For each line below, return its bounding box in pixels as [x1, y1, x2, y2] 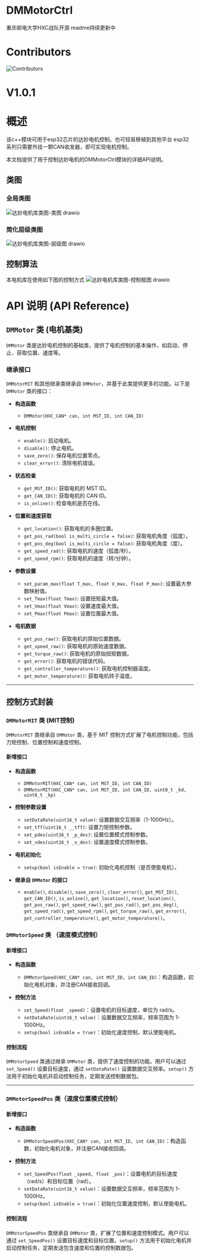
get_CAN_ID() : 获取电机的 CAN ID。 [23, 492, 110, 499]
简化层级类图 [6, 225, 43, 234]
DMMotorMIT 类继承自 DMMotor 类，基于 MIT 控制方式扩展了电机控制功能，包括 [6, 731, 193, 738]
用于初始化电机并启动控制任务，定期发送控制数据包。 [11, 1073, 142, 1080]
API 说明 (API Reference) [6, 299, 130, 313]
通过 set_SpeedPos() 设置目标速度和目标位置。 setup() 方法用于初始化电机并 [6, 1237, 192, 1244]
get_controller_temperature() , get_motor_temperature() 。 [23, 914, 168, 921]
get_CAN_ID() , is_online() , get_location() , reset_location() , [23, 894, 176, 901]
